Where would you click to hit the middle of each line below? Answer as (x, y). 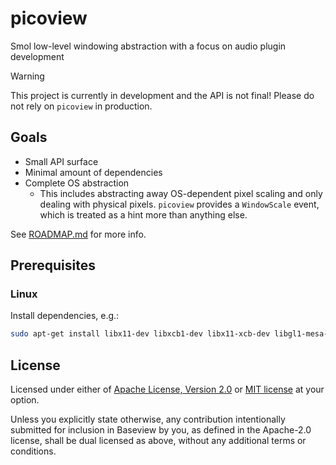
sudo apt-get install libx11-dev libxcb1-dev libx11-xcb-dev (140, 334)
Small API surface (61, 161)
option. (25, 400)
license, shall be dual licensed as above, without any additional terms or (158, 441)
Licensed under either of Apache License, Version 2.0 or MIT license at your (167, 389)
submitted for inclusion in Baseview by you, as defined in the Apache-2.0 (161, 430)
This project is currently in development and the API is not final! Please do (162, 95)
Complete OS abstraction (77, 183)
